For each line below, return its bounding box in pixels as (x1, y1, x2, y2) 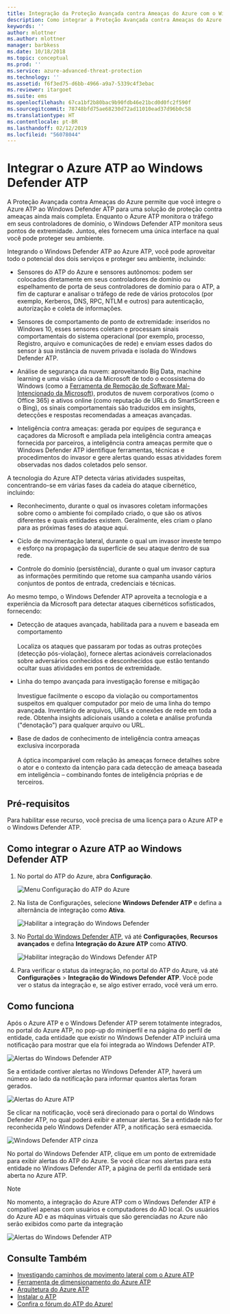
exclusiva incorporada (16, 741, 80, 750)
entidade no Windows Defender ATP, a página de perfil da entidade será (7, 1164, 212, 1172)
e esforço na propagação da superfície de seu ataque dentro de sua (16, 544, 210, 552)
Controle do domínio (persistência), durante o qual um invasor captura (16, 565, 216, 573)
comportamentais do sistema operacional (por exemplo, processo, (16, 332, 205, 340)
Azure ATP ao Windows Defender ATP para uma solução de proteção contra (7, 205, 222, 213)
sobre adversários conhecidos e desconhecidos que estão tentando (16, 657, 210, 665)
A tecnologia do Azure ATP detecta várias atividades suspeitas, (7, 474, 186, 482)
